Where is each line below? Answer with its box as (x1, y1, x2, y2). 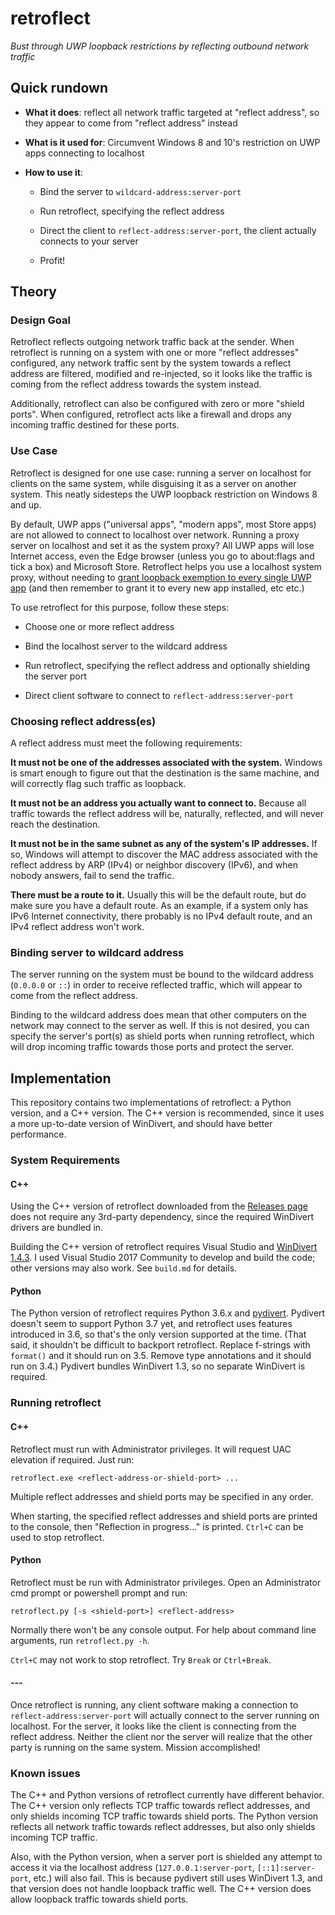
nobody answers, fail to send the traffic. (10, 870, 175, 882)
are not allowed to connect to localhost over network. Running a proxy (10, 528, 300, 541)
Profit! (39, 254, 66, 266)
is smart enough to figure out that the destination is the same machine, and (10, 767, 320, 779)
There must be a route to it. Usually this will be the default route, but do (10, 889, 307, 901)
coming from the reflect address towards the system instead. (10, 378, 262, 391)
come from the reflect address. (10, 990, 138, 1002)
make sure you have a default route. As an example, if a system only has (10, 900, 309, 912)
